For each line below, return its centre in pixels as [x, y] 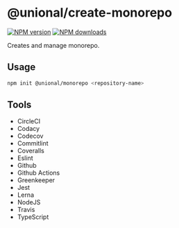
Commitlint [33, 143]
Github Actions [39, 173]
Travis [26, 210]
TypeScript [33, 217]
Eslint [25, 158]
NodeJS [29, 202]
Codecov [30, 136]
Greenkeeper [36, 180]
